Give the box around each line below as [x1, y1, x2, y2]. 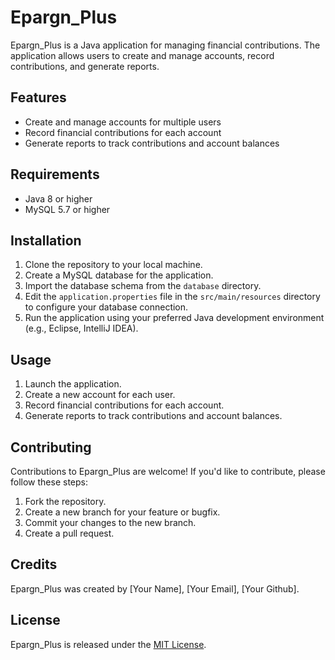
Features [10, 89, 67, 106]
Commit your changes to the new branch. [24, 517, 197, 528]
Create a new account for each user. [24, 389, 176, 401]
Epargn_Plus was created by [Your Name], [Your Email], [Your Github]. [10, 582, 300, 595]
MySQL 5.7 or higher [24, 203, 111, 215]
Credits [10, 556, 58, 573]
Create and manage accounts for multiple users [24, 116, 222, 128]
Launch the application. [24, 378, 122, 390]
